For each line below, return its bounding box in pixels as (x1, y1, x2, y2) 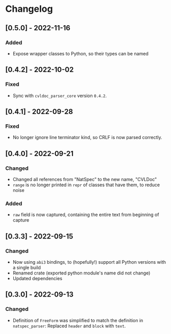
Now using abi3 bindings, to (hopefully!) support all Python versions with (12, 259, 166, 265)
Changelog (5, 3, 53, 15)
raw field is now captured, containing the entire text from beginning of (12, 211, 159, 218)
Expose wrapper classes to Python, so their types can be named (12, 50, 149, 56)
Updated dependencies (12, 275, 63, 281)
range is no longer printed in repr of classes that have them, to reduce (12, 182, 160, 188)
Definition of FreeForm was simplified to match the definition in (12, 317, 143, 323)
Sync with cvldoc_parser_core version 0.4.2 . (12, 92, 107, 99)
